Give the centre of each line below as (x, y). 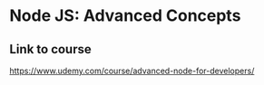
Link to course (51, 49)
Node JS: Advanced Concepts (125, 16)
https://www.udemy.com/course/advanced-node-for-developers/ (132, 71)
